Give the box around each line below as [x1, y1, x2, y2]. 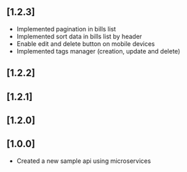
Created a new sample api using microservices [16, 157, 151, 165]
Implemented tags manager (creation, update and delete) [16, 47, 181, 55]
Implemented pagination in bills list [16, 24, 116, 33]
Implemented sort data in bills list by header [16, 32, 143, 40]
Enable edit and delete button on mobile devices [16, 39, 155, 48]
